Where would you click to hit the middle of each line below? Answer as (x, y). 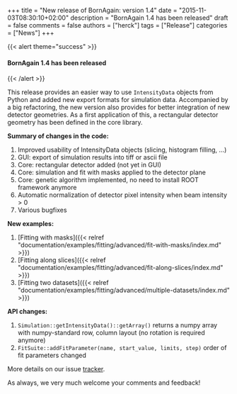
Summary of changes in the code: (58, 136)
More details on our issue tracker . (56, 369)
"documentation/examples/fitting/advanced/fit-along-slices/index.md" (120, 268)
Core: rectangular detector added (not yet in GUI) (89, 165)
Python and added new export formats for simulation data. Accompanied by (118, 100)
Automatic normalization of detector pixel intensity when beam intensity (122, 195)
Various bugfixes (42, 210)
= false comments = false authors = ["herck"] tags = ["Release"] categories (117, 25)
